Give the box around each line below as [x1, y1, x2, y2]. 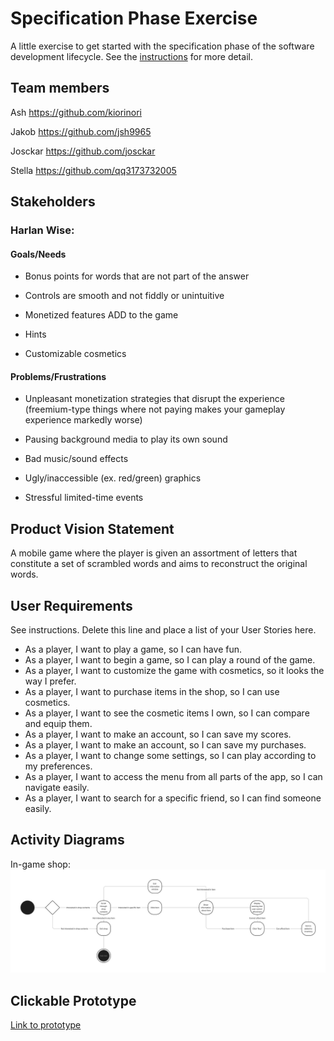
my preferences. [24, 760, 93, 772]
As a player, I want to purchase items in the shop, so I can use [24, 686, 280, 698]
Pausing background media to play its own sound [24, 433, 228, 446]
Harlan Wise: [10, 223, 75, 237]
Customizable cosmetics [24, 348, 127, 360]
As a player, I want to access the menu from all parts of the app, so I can [24, 771, 323, 783]
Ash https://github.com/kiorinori [10, 106, 142, 118]
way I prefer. [24, 675, 77, 687]
